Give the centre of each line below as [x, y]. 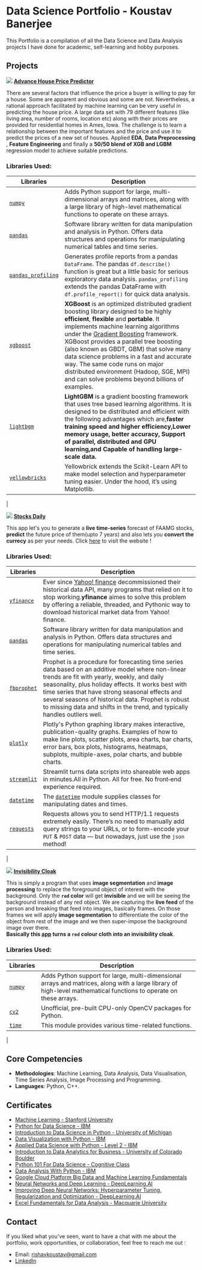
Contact [22, 1222]
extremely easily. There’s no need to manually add [114, 821]
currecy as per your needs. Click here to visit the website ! [79, 541]
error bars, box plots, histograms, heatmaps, [106, 747]
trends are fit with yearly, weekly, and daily [103, 677]
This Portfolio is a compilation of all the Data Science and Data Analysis [94, 40]
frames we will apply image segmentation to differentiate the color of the [97, 915]
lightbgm [22, 427]
